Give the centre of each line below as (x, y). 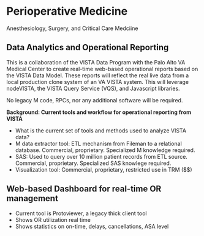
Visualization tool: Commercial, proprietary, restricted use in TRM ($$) (104, 169)
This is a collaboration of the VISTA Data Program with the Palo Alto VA (96, 62)
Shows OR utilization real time (53, 219)
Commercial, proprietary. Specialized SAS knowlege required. (93, 163)
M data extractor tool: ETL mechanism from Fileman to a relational (98, 143)
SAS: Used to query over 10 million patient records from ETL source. (101, 156)
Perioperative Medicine (67, 11)
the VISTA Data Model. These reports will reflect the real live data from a (98, 75)
